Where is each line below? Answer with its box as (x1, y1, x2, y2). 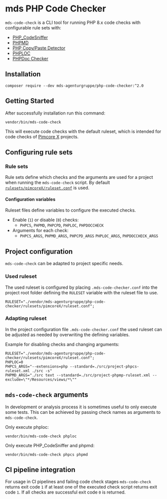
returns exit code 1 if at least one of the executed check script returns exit (5, 484, 157, 490)
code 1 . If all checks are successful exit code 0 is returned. (5, 489, 126, 496)
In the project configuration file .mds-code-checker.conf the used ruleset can (5, 326, 163, 332)
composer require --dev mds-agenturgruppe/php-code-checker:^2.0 (5, 83, 144, 88)
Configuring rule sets (5, 148, 73, 156)
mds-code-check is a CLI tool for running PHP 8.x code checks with (5, 19, 141, 25)
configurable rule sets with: (5, 24, 61, 30)
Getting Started (5, 97, 54, 105)
